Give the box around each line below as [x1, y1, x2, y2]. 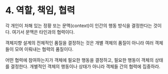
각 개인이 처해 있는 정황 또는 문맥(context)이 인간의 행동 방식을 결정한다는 [5, 22, 152, 29]
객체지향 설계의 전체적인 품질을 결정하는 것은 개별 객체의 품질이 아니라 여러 [5, 39, 154, 46]
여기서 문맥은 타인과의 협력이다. [12, 29, 75, 35]
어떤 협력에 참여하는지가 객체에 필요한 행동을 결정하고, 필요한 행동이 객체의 [5, 57, 154, 63]
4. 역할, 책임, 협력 [5, 5, 75, 16]
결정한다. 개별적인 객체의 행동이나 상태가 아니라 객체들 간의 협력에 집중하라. [10, 63, 161, 69]
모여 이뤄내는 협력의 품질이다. [14, 46, 74, 52]
